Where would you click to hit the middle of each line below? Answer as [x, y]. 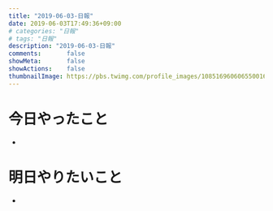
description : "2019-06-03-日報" [62, 46]
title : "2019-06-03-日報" [51, 16]
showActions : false [47, 69]
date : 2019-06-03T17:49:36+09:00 [65, 24]
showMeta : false [47, 62]
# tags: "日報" [33, 39]
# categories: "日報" [44, 31]
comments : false [47, 54]
